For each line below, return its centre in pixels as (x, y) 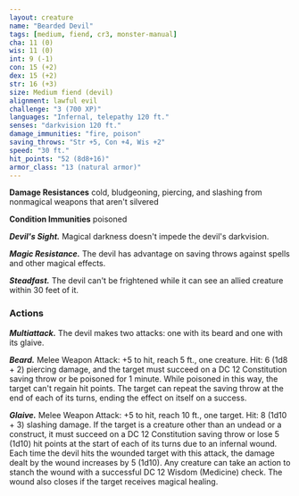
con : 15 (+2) (33, 68)
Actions (27, 314)
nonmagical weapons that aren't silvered (84, 202)
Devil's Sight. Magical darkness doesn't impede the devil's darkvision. (139, 237)
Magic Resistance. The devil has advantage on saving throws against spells (149, 254)
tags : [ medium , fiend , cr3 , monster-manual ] (93, 34)
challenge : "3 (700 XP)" (55, 109)
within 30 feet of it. (44, 290)
